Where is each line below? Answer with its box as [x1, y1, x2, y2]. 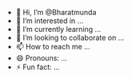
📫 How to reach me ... [15, 42, 90, 51]
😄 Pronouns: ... [15, 53, 68, 63]
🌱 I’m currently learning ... [15, 25, 102, 33]
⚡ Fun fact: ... [15, 62, 60, 72]
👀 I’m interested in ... [15, 16, 84, 25]
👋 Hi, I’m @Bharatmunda [15, 8, 97, 17]
